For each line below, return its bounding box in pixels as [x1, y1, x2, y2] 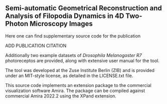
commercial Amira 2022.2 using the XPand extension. [5, 92, 117, 99]
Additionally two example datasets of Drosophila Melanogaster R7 [5, 52, 142, 58]
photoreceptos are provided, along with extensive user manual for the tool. [5, 57, 159, 63]
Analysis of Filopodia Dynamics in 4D [5, 12, 124, 20]
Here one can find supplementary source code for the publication [5, 32, 141, 39]
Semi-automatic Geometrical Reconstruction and [5, 4, 162, 12]
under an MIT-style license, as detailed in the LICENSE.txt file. [5, 72, 133, 78]
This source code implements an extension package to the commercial [5, 82, 151, 88]
